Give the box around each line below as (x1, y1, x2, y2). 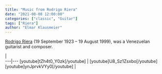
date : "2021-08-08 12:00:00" (5, 12, 65, 17)
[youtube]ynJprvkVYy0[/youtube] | (5, 64, 76, 70)
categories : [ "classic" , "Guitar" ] (5, 16, 78, 21)
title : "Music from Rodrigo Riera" (5, 7, 78, 12)
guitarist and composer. (5, 44, 53, 50)
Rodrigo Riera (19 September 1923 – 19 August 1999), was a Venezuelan (5, 38, 150, 44)
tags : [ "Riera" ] (5, 20, 38, 26)
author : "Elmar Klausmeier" (5, 25, 63, 30)
